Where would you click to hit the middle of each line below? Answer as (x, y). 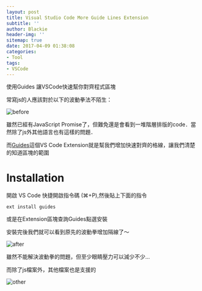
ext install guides (31, 207)
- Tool (15, 57)
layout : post (23, 12)
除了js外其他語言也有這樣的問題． (54, 132)
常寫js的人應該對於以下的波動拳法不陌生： (59, 100)
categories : (21, 52)
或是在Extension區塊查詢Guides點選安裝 (57, 219)
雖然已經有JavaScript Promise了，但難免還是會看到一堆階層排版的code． (99, 124)
